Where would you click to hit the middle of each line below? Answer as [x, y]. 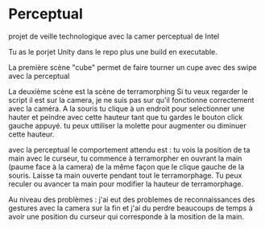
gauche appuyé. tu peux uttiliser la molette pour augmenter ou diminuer [128, 125]
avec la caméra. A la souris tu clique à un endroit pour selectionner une [126, 108]
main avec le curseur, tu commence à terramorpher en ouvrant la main [125, 158]
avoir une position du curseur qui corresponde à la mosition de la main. [126, 216]
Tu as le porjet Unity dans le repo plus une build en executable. [113, 51]
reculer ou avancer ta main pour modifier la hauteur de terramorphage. [126, 184]
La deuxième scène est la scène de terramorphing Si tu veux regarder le [128, 91]
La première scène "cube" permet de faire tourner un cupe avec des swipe [133, 67]
